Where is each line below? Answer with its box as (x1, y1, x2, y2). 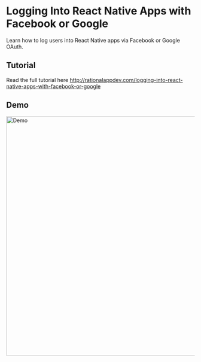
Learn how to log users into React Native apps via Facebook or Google (6, 36, 181, 44)
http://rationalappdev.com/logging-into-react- (69, 76, 184, 83)
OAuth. (6, 43, 24, 50)
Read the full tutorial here (6, 76, 69, 83)
